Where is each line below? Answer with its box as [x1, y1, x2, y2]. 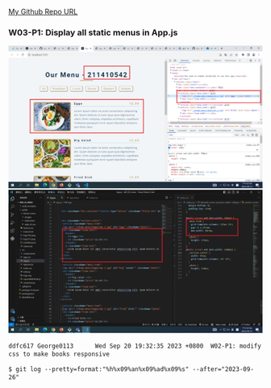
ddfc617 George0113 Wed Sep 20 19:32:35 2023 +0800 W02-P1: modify [8, 342, 262, 350]
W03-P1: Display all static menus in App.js [8, 27, 178, 38]
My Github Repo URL [8, 7, 78, 16]
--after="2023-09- [192, 365, 254, 373]
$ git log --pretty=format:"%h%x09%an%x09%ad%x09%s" [8, 365, 190, 373]
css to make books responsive [8, 350, 110, 358]
